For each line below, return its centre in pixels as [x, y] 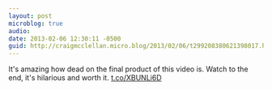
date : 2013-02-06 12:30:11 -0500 [65, 39]
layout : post [30, 16]
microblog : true [36, 24]
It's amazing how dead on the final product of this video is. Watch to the [128, 69]
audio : [19, 31]
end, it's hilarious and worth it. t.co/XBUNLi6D [85, 78]
